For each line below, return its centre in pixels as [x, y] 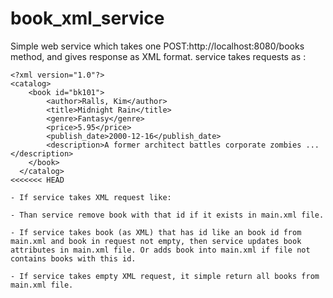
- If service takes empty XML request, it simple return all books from [165, 276]
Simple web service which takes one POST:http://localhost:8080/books [157, 46]
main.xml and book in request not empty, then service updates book [156, 241]
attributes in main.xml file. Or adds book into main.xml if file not [160, 250]
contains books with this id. [73, 258]
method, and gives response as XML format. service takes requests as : [158, 56]
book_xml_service [87, 18]
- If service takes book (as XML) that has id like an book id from [156, 232]
